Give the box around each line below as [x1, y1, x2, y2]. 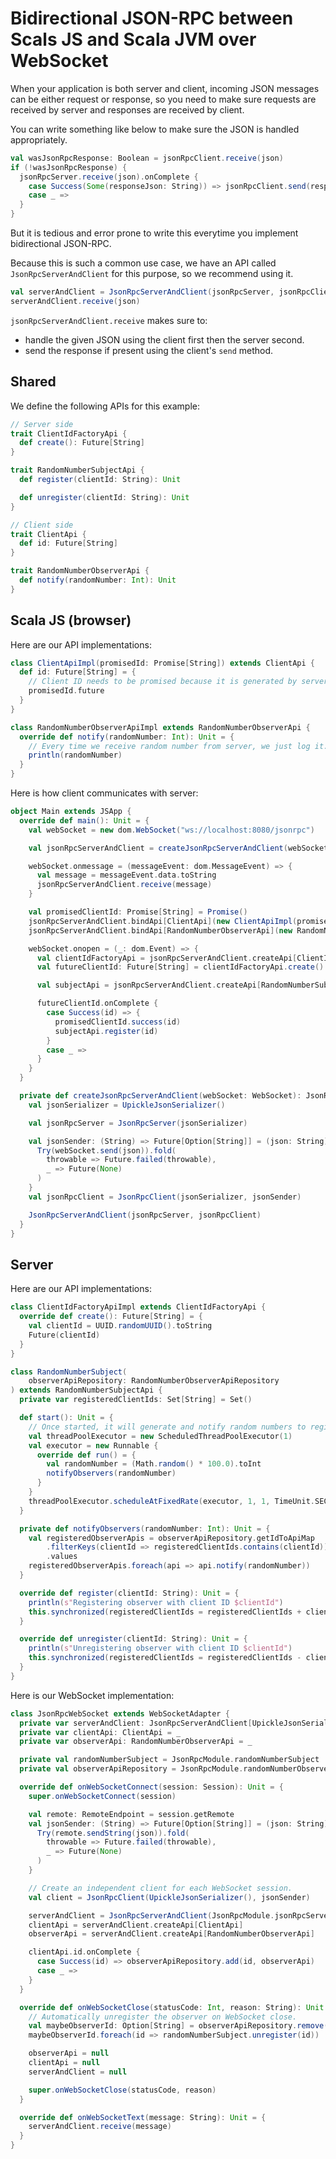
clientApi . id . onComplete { [28, 1947, 141, 1957]
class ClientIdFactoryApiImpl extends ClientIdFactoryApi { [10, 1302, 267, 1312]
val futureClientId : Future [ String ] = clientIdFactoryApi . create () [36, 962, 325, 972]
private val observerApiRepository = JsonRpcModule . [19, 1764, 244, 1774]
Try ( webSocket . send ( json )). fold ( [36, 1145, 177, 1156]
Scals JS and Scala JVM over [10, 28, 257, 51]
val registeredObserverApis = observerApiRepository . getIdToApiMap [28, 1533, 315, 1543]
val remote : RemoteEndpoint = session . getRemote [28, 1809, 235, 1819]
